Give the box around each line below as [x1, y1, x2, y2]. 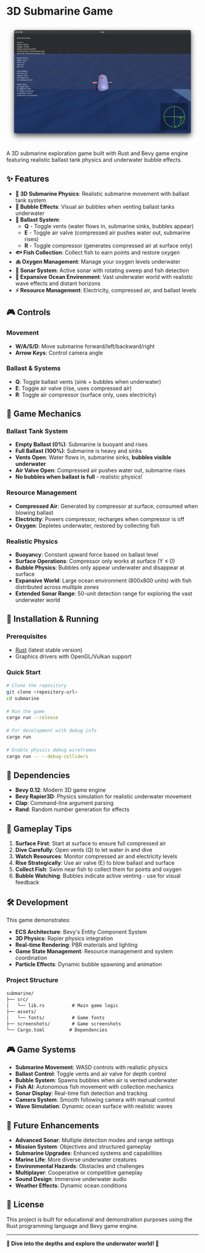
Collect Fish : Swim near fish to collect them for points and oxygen [15, 865, 182, 873]
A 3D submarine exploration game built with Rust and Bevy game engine [6, 150, 189, 157]
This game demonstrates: [6, 917, 71, 923]
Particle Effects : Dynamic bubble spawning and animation [15, 961, 162, 968]
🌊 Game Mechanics [6, 409, 81, 419]
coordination [15, 954, 48, 961]
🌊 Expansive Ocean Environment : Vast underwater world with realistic [15, 273, 193, 280]
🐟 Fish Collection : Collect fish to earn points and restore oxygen [15, 248, 180, 256]
